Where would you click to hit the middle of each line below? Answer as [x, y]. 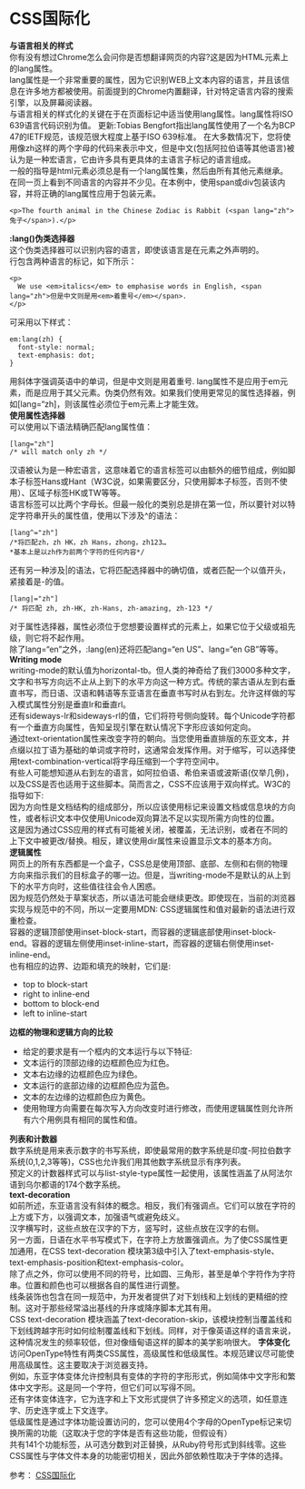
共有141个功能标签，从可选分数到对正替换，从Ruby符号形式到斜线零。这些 [148, 1444]
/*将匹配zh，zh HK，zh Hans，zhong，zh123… [88, 542]
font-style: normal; [56, 347]
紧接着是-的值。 [39, 581]
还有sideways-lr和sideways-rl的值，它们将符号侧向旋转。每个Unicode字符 [148, 715]
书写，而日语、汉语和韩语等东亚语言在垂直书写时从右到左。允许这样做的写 [156, 693]
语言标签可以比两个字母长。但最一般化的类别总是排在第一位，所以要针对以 [148, 504]
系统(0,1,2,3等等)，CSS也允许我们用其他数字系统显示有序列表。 [128, 1161]
